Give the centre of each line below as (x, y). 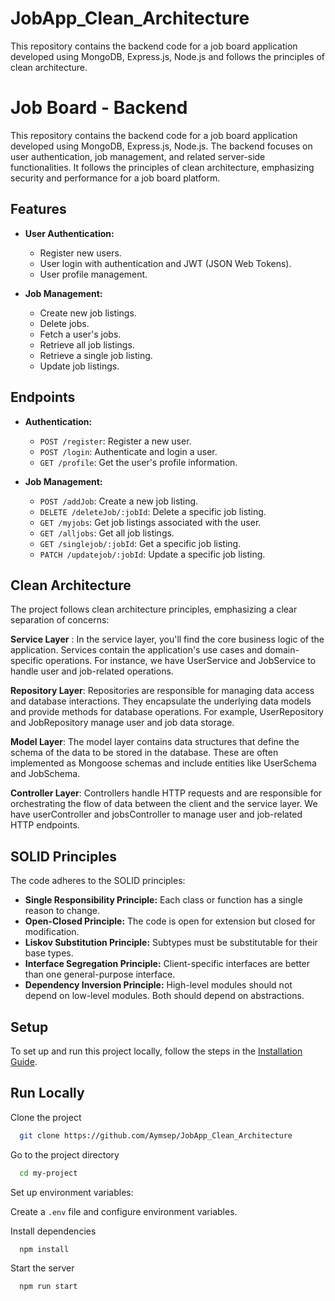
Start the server (42, 1268)
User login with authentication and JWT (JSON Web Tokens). (165, 263)
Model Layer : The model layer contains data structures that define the (155, 742)
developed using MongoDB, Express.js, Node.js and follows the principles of (167, 56)
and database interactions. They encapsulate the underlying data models (161, 701)
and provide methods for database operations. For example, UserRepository (167, 712)
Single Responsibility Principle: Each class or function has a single (163, 900)
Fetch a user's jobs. (80, 334)
